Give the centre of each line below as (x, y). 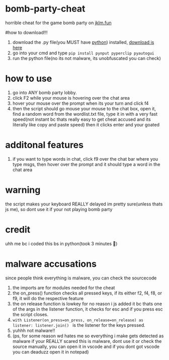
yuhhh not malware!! (34, 330)
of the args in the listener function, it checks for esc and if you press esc (88, 309)
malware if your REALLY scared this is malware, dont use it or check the (87, 341)
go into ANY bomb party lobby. (45, 92)
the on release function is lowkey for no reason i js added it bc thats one (87, 304)
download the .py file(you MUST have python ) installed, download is (83, 42)
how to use (29, 79)
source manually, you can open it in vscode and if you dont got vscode (86, 346)
